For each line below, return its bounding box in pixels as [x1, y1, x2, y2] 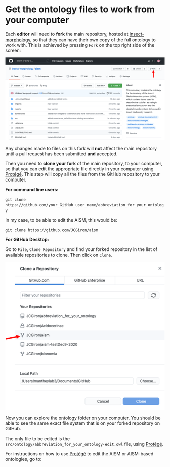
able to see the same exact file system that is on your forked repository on [5, 420, 160, 426]
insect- [129, 31, 144, 37]
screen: [5, 47, 21, 53]
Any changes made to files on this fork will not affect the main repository [5, 146, 157, 152]
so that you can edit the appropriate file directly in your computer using [5, 166, 154, 172]
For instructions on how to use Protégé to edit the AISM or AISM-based [5, 451, 154, 457]
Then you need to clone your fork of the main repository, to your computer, [5, 161, 163, 167]
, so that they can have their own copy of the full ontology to [30, 37, 156, 43]
